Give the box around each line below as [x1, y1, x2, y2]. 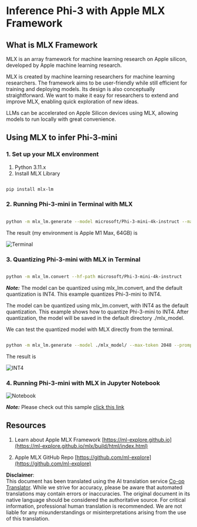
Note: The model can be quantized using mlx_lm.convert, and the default [6, 284, 183, 291]
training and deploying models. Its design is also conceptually [6, 86, 155, 92]
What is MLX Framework [6, 40, 98, 50]
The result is [6, 353, 36, 360]
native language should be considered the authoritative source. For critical [6, 496, 186, 503]
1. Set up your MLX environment [6, 150, 99, 158]
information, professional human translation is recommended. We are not [6, 502, 183, 509]
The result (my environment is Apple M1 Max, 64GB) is [6, 229, 138, 236]
